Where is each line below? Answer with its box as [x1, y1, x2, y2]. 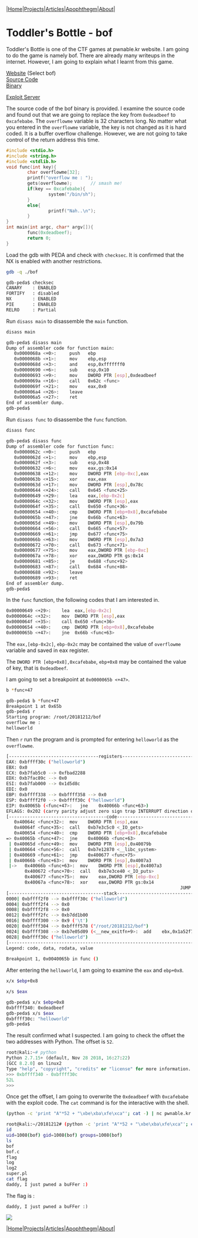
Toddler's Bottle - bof [6, 27, 113, 39]
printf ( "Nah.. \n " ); [48, 208, 96, 214]
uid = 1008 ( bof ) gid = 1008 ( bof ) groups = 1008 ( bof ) [6, 1133, 123, 1138]
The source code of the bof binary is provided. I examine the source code [6, 105, 185, 112]
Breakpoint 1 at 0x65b [6, 703, 62, 709]
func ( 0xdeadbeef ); [27, 230, 72, 236]
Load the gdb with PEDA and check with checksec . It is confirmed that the [6, 251, 184, 259]
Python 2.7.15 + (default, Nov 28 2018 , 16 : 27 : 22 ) [6, 1055, 131, 1061]
